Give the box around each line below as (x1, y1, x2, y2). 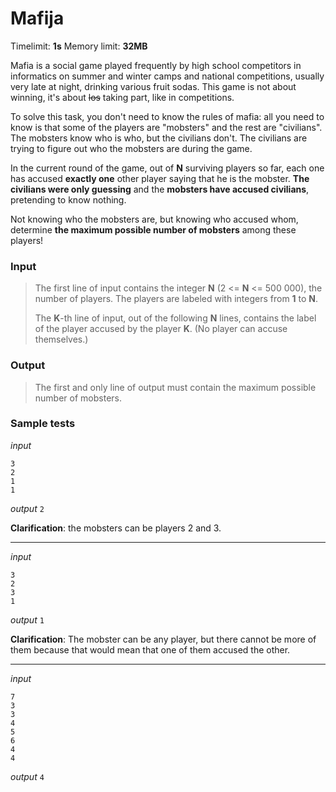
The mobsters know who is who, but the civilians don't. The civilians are (10, 132, 308, 144)
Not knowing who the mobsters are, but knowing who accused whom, (10, 213, 299, 225)
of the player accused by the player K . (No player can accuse (34, 323, 288, 335)
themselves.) (34, 333, 89, 346)
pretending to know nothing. (10, 193, 127, 206)
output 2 (10, 502, 45, 514)
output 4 (10, 770, 45, 782)
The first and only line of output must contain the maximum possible (34, 381, 317, 393)
